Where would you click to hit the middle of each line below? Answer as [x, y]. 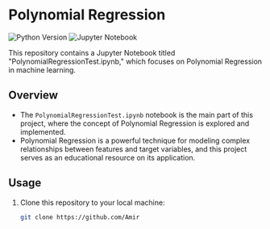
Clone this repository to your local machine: [92, 202]
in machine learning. [42, 69]
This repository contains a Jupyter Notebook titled [92, 52]
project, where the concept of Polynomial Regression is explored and [135, 123]
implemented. [43, 131]
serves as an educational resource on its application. [108, 157]
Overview [33, 96]
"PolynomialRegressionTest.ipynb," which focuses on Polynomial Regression [135, 61]
